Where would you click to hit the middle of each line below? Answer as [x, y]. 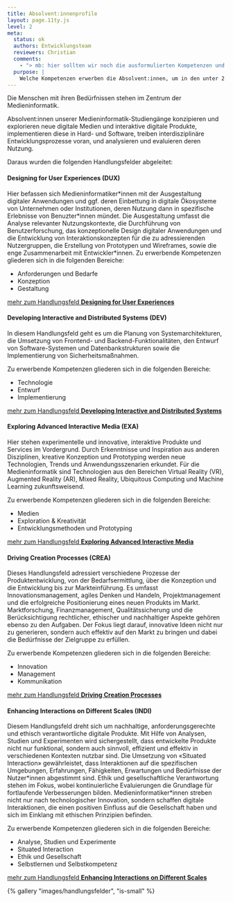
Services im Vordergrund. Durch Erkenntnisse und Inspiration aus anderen [113, 449]
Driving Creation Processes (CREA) [59, 557]
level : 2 [20, 26]
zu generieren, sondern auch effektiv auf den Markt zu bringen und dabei [112, 632]
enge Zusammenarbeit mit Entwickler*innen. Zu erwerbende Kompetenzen [114, 253]
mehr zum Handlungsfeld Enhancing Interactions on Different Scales [107, 878]
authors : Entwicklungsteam [52, 46]
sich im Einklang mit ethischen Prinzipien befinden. [80, 815]
